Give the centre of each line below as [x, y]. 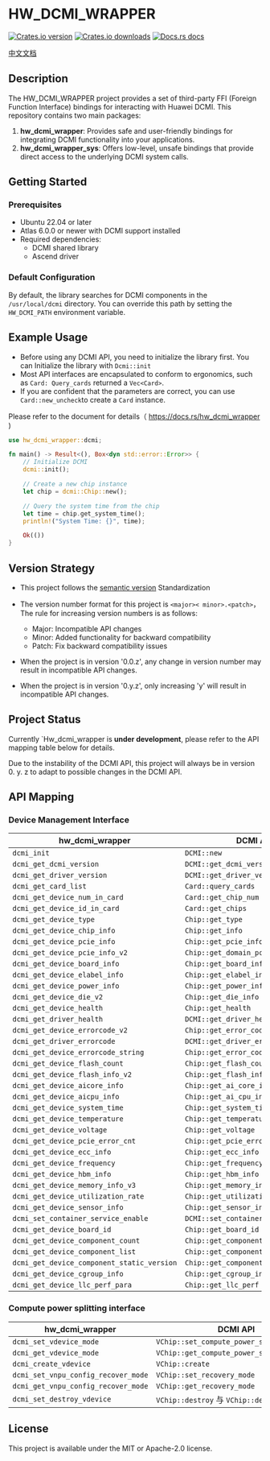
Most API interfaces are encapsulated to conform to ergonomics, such [136, 374]
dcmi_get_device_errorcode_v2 [70, 1031]
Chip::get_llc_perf [222, 1285]
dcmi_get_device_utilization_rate [78, 1196]
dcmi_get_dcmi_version [55, 864]
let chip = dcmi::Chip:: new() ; [75, 491]
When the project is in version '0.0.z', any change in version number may [140, 661]
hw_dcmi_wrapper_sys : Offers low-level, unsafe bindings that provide [137, 148]
